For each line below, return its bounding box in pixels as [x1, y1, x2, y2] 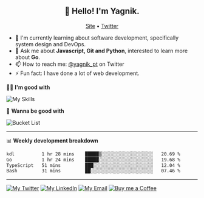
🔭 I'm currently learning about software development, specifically [15, 34, 179, 41]
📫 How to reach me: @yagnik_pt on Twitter [15, 60, 124, 68]
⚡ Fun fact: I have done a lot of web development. [15, 69, 140, 77]
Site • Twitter [85, 22, 119, 29]
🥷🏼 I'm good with [6, 83, 50, 91]
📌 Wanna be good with [6, 107, 65, 115]
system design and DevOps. [15, 40, 86, 48]
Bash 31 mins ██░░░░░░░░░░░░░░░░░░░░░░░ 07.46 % [6, 168, 181, 174]
